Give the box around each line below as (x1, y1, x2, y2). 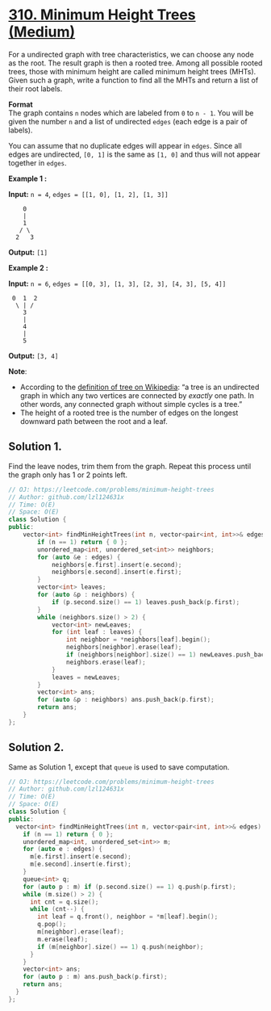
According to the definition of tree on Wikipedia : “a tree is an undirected (19, 382, 260, 392)
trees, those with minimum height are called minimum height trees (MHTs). (8, 66, 256, 76)
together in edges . (8, 157, 67, 167)
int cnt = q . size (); (29, 898, 99, 906)
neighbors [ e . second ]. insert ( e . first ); (51, 568, 182, 577)
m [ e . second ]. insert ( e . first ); (29, 860, 131, 869)
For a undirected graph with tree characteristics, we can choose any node (8, 49, 254, 59)
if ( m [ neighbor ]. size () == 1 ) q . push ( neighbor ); (37, 942, 204, 950)
